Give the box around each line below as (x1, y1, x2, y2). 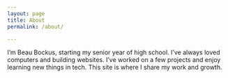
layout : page (7, 10, 45, 17)
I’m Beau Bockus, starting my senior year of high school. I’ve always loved (7, 48, 221, 56)
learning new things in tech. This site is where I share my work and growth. (7, 63, 222, 72)
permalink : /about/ (7, 23, 64, 30)
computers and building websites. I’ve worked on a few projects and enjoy (7, 56, 221, 64)
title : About (7, 17, 45, 24)
